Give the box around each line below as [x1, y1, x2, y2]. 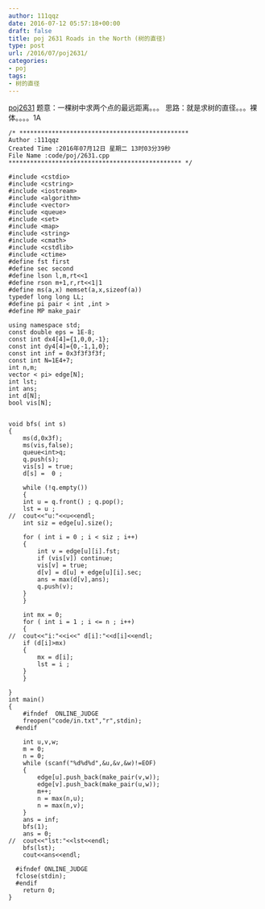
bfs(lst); [23, 844, 56, 852]
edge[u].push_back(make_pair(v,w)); [37, 773, 160, 781]
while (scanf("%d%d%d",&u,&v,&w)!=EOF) [23, 759, 157, 767]
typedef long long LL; [8, 292, 85, 301]
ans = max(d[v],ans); [37, 575, 110, 584]
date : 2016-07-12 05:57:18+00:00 [8, 19, 121, 27]
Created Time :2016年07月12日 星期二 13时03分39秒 [8, 145, 171, 153]
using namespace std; [8, 320, 81, 329]
